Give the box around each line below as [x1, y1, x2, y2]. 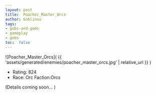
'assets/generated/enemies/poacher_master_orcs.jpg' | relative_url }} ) [5, 59, 151, 65]
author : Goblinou [5, 17, 42, 22]
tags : [5, 21, 17, 27]
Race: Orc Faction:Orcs [12, 74, 61, 80]
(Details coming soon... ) [5, 84, 56, 90]
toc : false [5, 40, 30, 45]
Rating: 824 [12, 69, 37, 75]
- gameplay [5, 31, 28, 36]
